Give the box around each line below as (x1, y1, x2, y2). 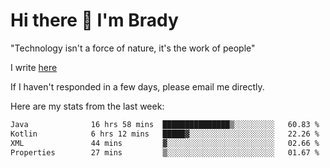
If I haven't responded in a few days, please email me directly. (10, 80, 265, 93)
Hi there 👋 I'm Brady (10, 9, 179, 32)
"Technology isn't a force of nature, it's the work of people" (10, 42, 256, 54)
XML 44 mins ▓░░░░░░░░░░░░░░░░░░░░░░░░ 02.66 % (10, 138, 320, 148)
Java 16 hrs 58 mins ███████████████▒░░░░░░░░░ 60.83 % (10, 119, 320, 129)
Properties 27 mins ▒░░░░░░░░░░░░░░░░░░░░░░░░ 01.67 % (10, 147, 320, 158)
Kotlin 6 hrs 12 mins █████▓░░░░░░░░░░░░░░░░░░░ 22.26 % (10, 129, 320, 139)
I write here (10, 61, 58, 73)
